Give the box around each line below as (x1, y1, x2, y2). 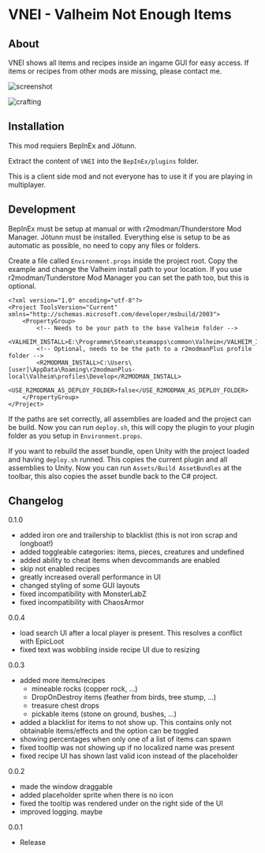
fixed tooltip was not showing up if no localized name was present (19, 743, 235, 753)
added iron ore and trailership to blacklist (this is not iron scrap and (19, 530, 238, 540)
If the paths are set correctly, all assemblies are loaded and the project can (8, 413, 252, 424)
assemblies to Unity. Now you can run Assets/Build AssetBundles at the (8, 462, 242, 472)
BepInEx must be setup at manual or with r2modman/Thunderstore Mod (8, 224, 242, 233)
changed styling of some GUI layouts (19, 581, 140, 591)
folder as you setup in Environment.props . (8, 431, 144, 440)
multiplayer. (8, 179, 46, 189)
